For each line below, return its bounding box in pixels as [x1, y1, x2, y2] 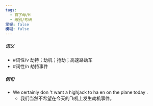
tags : [5, 7, 17, 13]
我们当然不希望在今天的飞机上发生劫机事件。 [20, 95, 115, 101]
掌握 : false [5, 22, 29, 27]
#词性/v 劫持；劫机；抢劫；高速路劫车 [12, 57, 93, 63]
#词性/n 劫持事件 [12, 63, 48, 70]
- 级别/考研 [10, 17, 32, 22]
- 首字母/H [10, 12, 31, 17]
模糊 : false [5, 27, 29, 32]
